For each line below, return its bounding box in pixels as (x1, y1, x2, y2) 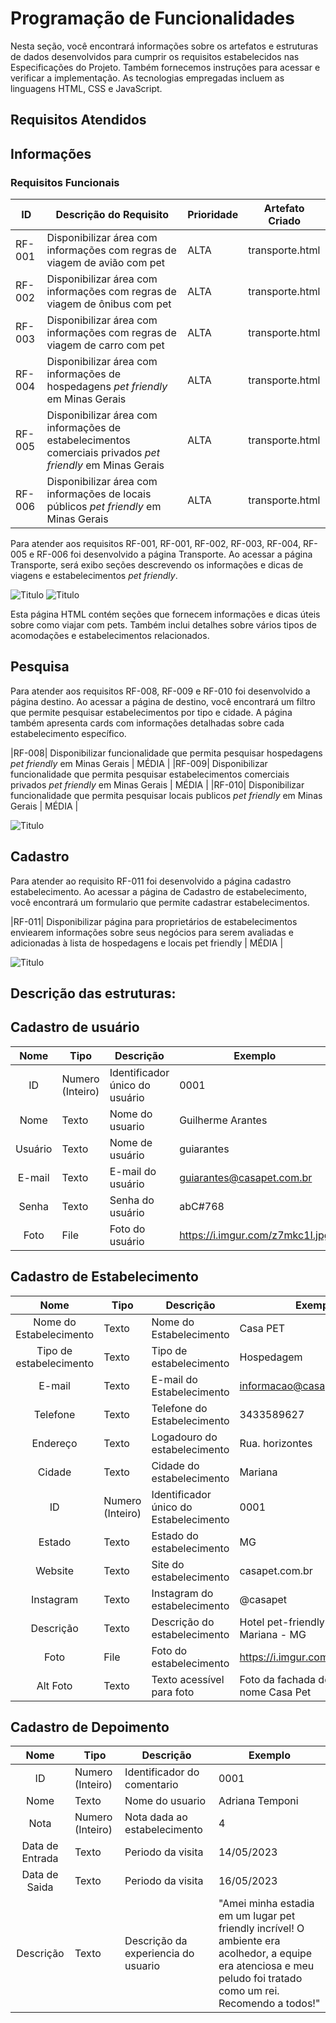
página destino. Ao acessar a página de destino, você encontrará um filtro (10, 695, 316, 707)
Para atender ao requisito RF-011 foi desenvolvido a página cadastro (10, 875, 292, 887)
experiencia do (124, 1947, 195, 1961)
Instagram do (151, 1586, 214, 1600)
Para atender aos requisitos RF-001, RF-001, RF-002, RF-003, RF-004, (10, 538, 302, 550)
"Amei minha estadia (218, 1897, 315, 1911)
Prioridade (187, 208, 239, 222)
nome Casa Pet (239, 1685, 312, 1699)
